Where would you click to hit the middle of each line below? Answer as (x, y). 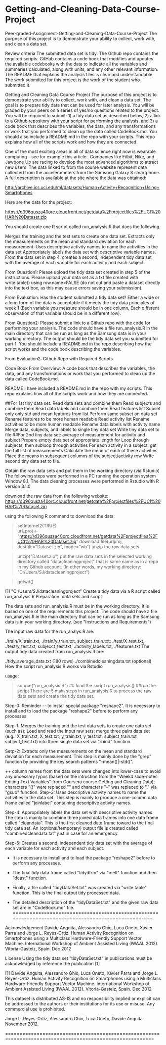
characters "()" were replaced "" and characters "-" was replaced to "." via (81, 787)
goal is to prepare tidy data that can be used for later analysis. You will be (80, 105)
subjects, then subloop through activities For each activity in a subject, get (81, 445)
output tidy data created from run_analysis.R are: (55, 651)
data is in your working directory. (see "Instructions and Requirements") (78, 621)
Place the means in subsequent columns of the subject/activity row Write (80, 456)
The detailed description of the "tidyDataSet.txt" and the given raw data (85, 902)
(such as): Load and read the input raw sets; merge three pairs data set (78, 731)
